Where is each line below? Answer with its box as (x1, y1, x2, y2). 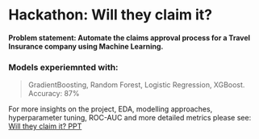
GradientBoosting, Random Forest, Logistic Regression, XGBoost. (27, 80, 245, 90)
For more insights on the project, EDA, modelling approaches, (8, 104, 213, 114)
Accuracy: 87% (27, 89, 80, 99)
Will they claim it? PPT (8, 121, 82, 131)
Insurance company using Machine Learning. (8, 41, 164, 51)
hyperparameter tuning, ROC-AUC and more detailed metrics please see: (8, 113, 252, 123)
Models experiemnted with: (8, 61, 119, 73)
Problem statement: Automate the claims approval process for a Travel (8, 32, 251, 42)
